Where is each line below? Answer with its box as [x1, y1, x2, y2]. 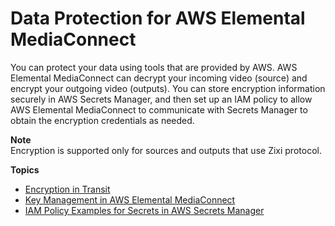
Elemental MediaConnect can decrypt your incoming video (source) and [10, 72, 308, 84]
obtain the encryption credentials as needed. [10, 114, 195, 126]
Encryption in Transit [24, 183, 111, 195]
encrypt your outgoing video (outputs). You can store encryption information [10, 82, 326, 94]
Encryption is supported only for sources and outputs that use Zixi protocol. [10, 144, 322, 156]
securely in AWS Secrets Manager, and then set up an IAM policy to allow [10, 93, 313, 105]
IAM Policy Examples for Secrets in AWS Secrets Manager [24, 204, 265, 216]
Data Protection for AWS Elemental [10, 7, 306, 30]
